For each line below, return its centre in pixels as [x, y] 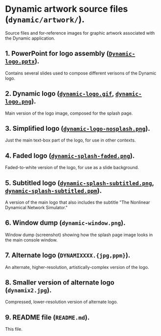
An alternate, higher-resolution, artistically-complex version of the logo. [77, 267]
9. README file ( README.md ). [47, 317]
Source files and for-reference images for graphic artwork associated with [80, 33]
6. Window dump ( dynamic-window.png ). [65, 223]
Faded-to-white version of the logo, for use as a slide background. [72, 168]
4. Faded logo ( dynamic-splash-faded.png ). [70, 156]
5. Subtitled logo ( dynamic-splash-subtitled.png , [80, 183]
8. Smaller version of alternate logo [60, 283]
